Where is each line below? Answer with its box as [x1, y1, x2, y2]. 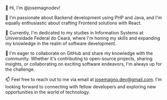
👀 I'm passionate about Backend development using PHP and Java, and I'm [5, 15, 162, 20]
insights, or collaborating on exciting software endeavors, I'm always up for [5, 61, 162, 67]
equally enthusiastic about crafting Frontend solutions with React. [5, 20, 142, 26]
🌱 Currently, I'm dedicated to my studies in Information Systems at [5, 30, 144, 35]
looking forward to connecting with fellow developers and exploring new [5, 84, 156, 89]
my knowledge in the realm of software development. [5, 40, 116, 46]
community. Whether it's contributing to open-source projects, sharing [5, 56, 153, 62]
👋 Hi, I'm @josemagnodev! [5, 5, 61, 11]
